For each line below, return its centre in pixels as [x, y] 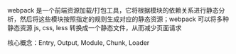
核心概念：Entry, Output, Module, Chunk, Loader [79, 43]
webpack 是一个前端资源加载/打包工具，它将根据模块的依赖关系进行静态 [113, 10]
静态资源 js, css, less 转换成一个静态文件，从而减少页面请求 [95, 28]
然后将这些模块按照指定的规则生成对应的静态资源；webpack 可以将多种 [124, 19]
